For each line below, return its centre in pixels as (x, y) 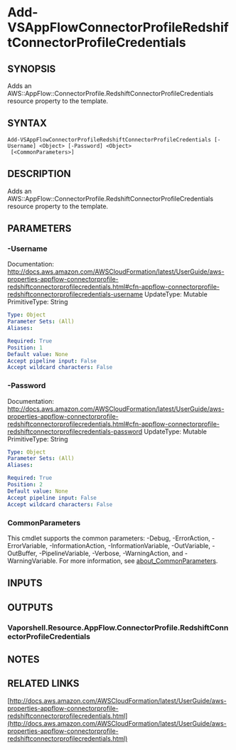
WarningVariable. (33, 561)
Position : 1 (25, 348)
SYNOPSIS (32, 69)
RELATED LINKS (43, 684)
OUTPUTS (30, 607)
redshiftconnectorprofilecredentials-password (75, 432)
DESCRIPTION (39, 174)
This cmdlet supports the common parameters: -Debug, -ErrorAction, (109, 538)
